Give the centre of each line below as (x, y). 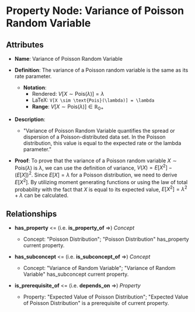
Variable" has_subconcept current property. (76, 274)
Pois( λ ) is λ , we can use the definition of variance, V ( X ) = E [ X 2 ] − (93, 167)
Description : (30, 119)
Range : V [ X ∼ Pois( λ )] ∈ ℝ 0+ (68, 108)
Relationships (32, 214)
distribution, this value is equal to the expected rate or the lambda (102, 143)
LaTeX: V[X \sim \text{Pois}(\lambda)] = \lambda (93, 100)
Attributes (25, 45)
